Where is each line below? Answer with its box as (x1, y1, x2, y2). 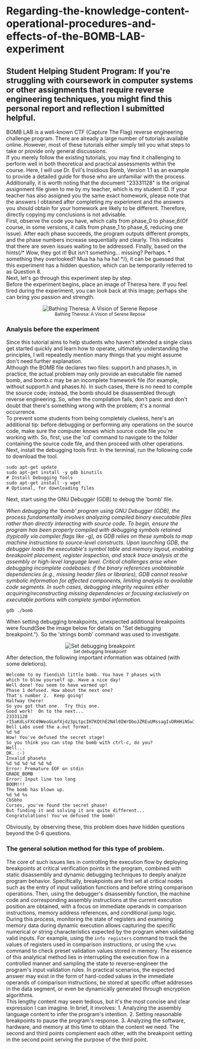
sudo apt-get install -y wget (6, 480, 82, 486)
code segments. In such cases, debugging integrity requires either (6, 583, 170, 590)
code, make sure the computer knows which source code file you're (6, 427, 173, 435)
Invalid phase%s (6, 755, 46, 762)
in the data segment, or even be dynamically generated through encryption (6, 985, 190, 992)
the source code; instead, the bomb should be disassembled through (6, 389, 176, 396)
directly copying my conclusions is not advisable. (6, 211, 127, 218)
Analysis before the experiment (6, 325, 99, 333)
